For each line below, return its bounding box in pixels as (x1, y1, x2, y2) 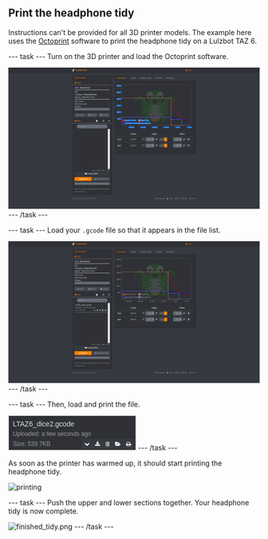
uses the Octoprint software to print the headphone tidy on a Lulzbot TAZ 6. (8, 36, 258, 46)
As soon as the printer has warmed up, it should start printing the (8, 458, 223, 468)
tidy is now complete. (8, 506, 79, 516)
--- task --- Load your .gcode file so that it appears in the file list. (8, 225, 221, 235)
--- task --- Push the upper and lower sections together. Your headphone (8, 497, 250, 507)
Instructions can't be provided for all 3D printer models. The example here (8, 27, 252, 37)
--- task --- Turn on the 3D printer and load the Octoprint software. (8, 51, 229, 61)
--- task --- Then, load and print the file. (8, 399, 140, 409)
